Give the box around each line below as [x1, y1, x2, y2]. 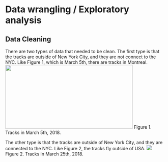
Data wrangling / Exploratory [5, 4, 130, 15]
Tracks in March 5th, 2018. [5, 129, 61, 135]
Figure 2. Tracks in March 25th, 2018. [5, 151, 84, 157]
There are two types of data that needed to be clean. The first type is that [5, 49, 160, 54]
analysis [5, 14, 42, 26]
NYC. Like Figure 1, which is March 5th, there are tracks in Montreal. [5, 59, 148, 65]
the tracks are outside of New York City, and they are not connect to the [5, 54, 156, 60]
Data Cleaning [5, 35, 51, 43]
